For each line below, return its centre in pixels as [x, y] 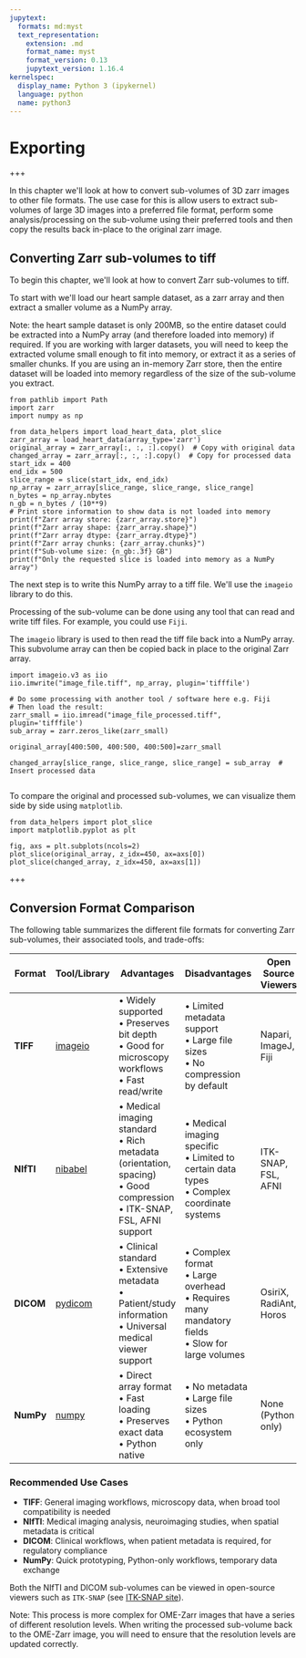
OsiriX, [275, 1291]
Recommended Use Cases [69, 1482]
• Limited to [209, 1157]
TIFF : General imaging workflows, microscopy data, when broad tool [151, 1502]
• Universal [142, 1326]
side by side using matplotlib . [66, 806]
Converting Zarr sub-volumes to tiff [113, 258]
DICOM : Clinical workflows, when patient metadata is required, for [147, 1541]
